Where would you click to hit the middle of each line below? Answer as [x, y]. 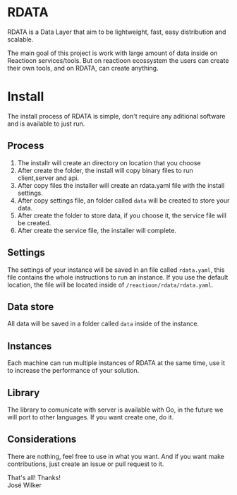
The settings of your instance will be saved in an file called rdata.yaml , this [116, 270]
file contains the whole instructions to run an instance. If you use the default [118, 277]
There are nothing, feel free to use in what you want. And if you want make [116, 456]
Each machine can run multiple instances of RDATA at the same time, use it [116, 363]
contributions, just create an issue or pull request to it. [86, 464]
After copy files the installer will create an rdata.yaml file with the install [121, 185]
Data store [31, 307]
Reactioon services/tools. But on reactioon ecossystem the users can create [118, 60]
